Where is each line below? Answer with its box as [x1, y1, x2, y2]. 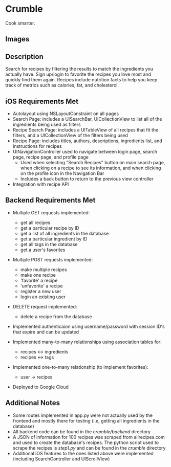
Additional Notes [5, 398, 60, 407]
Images [5, 35, 30, 43]
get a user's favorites [20, 247, 66, 253]
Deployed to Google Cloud [12, 384, 69, 390]
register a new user [20, 288, 61, 294]
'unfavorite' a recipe [20, 282, 63, 289]
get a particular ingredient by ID [20, 236, 88, 242]
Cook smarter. [5, 20, 35, 26]
